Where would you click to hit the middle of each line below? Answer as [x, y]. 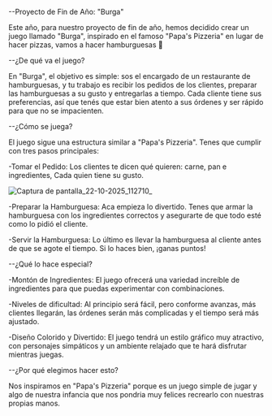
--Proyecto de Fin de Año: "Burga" [66, 12]
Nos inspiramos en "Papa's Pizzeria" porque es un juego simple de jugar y [133, 386]
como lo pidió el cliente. [48, 224]
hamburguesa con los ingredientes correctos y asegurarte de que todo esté [135, 215]
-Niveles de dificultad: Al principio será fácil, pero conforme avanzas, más [132, 304]
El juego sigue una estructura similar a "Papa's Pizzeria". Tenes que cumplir [135, 142]
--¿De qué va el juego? [47, 61]
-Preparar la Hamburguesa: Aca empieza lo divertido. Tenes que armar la [131, 207]
